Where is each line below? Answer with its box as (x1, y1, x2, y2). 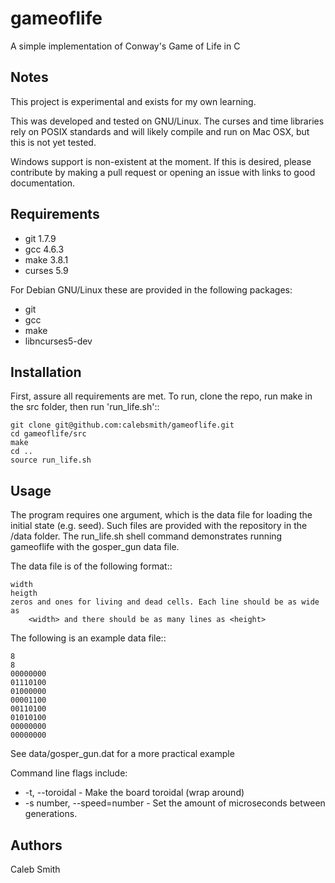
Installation (10, 363, 82, 381)
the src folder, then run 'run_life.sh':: (10, 401, 160, 413)
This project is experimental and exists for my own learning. (10, 95, 257, 107)
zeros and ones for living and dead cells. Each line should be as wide (10, 597, 320, 607)
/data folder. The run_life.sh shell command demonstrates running (10, 530, 283, 542)
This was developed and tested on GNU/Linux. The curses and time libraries (10, 115, 325, 127)
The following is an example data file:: (10, 632, 167, 644)
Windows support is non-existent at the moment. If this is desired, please (10, 155, 312, 167)
